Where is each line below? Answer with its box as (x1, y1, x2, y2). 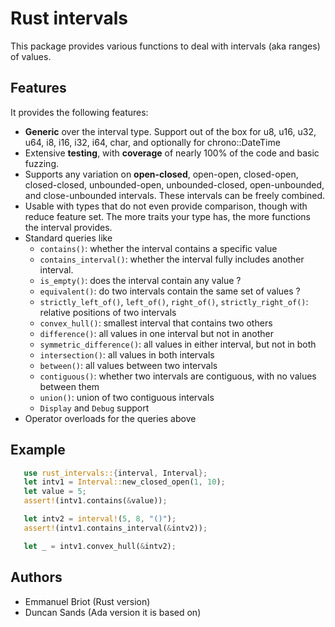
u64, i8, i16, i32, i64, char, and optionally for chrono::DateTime (24, 136, 281, 148)
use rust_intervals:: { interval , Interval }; (23, 468, 208, 478)
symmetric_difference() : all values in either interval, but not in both (39, 338, 317, 350)
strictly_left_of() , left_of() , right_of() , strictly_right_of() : (39, 295, 309, 307)
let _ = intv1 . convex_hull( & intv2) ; (23, 541, 177, 551)
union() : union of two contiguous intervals (39, 391, 215, 403)
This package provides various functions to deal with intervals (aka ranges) (10, 40, 321, 52)
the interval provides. (24, 221, 113, 233)
